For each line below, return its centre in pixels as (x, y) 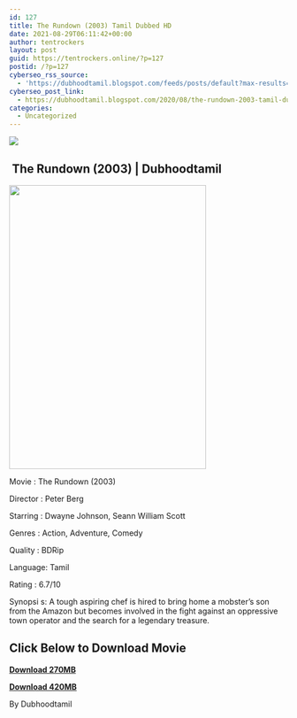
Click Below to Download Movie (98, 649)
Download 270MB (43, 669)
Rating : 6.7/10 (35, 584)
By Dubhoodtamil (41, 704)
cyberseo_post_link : (47, 91)
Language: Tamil (39, 567)
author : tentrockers (47, 42)
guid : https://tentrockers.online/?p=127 (87, 58)
